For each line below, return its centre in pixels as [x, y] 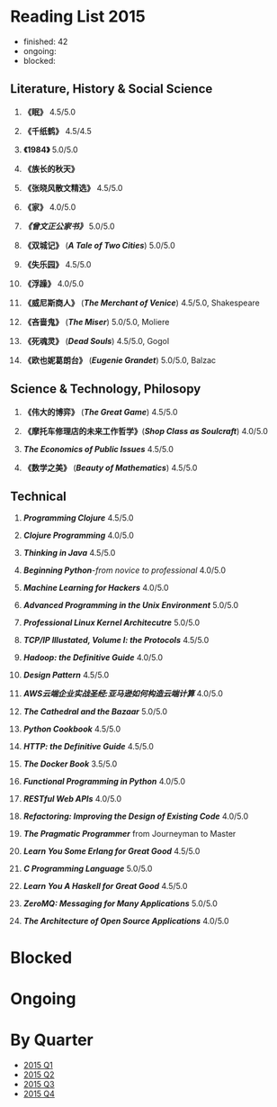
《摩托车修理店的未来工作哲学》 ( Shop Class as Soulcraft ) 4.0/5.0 [146, 431]
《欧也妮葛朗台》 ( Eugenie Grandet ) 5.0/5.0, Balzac [120, 360]
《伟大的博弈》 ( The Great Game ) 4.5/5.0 [100, 412]
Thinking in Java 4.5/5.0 [69, 553]
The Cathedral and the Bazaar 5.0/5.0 [95, 712]
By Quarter [52, 1040]
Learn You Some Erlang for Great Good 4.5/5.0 [112, 851]
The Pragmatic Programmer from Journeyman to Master [130, 834]
